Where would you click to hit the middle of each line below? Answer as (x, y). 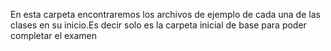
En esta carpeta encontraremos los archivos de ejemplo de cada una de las (165, 14)
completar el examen (54, 35)
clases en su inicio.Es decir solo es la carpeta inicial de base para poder (158, 25)
